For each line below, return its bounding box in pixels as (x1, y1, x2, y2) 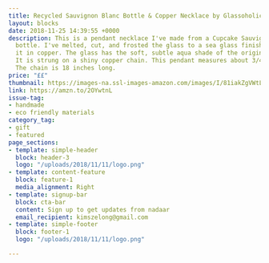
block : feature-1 (15, 176, 74, 184)
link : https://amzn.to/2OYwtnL (8, 86, 113, 95)
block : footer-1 (15, 228, 70, 237)
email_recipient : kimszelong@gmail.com (15, 213, 149, 221)
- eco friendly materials (8, 109, 94, 117)
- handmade (8, 101, 45, 109)
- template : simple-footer (8, 221, 98, 229)
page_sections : (8, 138, 59, 147)
